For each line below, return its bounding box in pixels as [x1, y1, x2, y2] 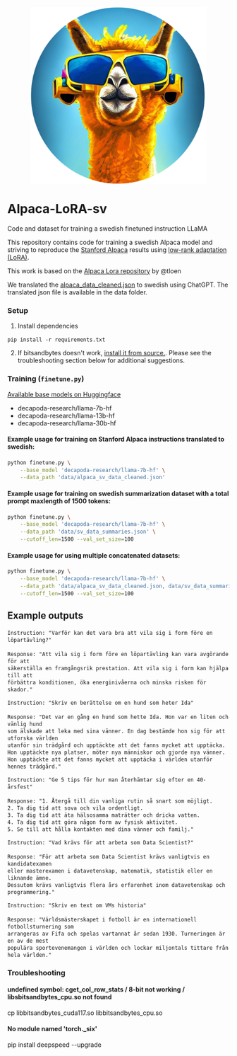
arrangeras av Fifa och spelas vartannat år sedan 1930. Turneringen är [7, 930, 226, 937]
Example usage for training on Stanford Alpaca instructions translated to [7, 435, 224, 444]
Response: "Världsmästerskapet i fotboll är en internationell [7, 916, 197, 923]
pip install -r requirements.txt [7, 336, 106, 343]
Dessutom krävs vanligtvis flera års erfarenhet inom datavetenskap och [7, 881, 226, 888]
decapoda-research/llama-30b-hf [17, 418, 116, 427]
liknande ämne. [7, 874, 52, 881]
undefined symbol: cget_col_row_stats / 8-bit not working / [7, 985, 186, 994]
